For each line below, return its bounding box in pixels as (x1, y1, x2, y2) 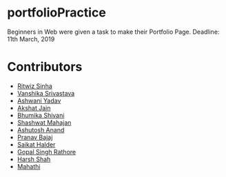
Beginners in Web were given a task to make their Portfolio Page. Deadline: (7, 28, 220, 36)
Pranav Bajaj (17, 133, 53, 141)
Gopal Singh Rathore (17, 147, 76, 156)
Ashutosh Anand (17, 125, 65, 134)
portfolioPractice (7, 5, 107, 21)
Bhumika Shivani (17, 111, 65, 119)
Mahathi (17, 162, 41, 170)
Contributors (7, 59, 83, 75)
